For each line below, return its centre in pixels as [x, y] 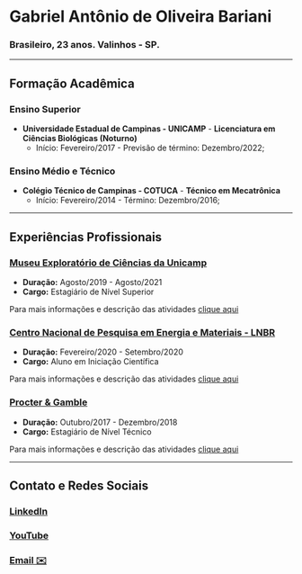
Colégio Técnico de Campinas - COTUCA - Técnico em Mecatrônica [151, 191]
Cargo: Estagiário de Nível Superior [88, 292]
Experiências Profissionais [86, 237]
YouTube [29, 535]
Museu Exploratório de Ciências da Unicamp [108, 263]
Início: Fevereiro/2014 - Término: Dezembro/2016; [128, 201]
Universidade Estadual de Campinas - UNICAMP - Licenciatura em [149, 129]
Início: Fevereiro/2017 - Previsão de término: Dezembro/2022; [150, 148]
